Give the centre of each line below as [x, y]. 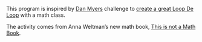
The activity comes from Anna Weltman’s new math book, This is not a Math [101, 27]
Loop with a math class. [36, 15]
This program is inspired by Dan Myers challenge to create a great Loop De [100, 9]
